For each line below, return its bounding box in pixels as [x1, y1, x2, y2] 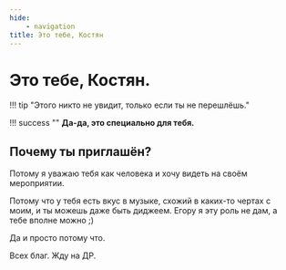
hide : [9, 13, 30, 23]
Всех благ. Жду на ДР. [9, 250, 97, 261]
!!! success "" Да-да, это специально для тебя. [9, 118, 195, 129]
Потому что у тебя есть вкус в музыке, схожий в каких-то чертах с [9, 195, 271, 206]
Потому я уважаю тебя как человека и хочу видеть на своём [9, 168, 248, 179]
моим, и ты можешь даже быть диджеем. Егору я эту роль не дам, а [9, 205, 278, 216]
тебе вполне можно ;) [9, 215, 94, 226]
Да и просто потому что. [9, 233, 106, 244]
